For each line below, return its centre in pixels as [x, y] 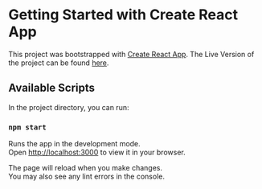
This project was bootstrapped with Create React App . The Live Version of [131, 54]
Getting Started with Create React [123, 15]
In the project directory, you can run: [69, 107]
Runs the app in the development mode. [74, 144]
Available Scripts [51, 88]
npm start [27, 127]
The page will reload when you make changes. [86, 168]
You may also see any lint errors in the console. [86, 177]
